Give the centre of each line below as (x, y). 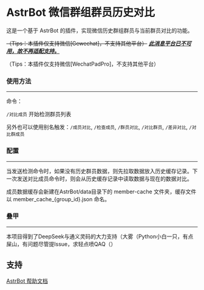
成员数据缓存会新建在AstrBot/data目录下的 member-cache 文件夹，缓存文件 (101, 192)
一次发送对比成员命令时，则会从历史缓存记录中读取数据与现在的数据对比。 (99, 178)
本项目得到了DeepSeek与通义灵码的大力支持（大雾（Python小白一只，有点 (100, 236)
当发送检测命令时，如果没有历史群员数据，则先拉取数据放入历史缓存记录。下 (102, 171)
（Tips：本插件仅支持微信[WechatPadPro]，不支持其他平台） (83, 64)
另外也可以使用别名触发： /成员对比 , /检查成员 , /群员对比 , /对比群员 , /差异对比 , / (99, 127)
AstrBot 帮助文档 (27, 281)
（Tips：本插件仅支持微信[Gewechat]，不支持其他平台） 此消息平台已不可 (99, 43)
